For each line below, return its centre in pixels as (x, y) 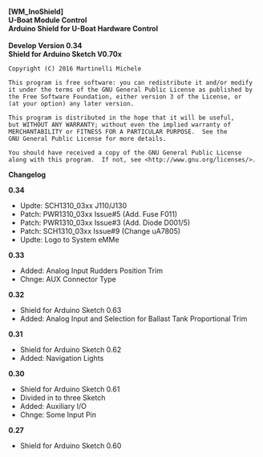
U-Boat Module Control (48, 20)
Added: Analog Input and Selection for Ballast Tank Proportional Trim (134, 319)
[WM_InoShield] (36, 12)
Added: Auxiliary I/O (53, 406)
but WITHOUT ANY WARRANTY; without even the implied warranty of (119, 125)
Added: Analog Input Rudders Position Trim (91, 271)
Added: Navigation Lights (62, 358)
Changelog (27, 174)
